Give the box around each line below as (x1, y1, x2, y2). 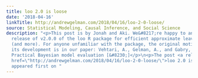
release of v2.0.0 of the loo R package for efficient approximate (11, 36, 181, 42)
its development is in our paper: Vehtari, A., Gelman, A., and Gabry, (11, 47, 192, 53)
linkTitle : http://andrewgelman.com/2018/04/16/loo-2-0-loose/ (6, 19, 165, 25)
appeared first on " (11, 63, 62, 69)
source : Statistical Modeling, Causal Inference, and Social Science (6, 25, 181, 31)
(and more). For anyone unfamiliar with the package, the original (11, 42, 181, 48)
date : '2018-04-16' (6, 14, 54, 20)
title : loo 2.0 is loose (6, 8, 67, 15)
